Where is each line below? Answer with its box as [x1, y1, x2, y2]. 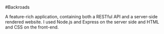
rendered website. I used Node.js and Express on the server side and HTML [5, 19, 160, 25]
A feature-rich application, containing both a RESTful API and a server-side [5, 14, 158, 19]
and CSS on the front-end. [5, 24, 59, 30]
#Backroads [5, 4, 30, 10]
